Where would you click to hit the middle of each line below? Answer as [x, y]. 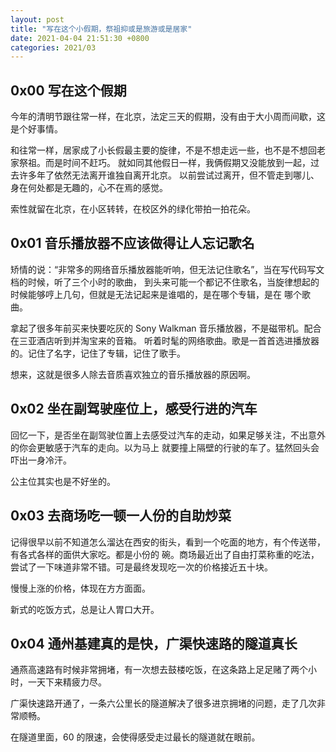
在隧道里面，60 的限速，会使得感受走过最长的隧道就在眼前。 [135, 737]
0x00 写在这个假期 [68, 90]
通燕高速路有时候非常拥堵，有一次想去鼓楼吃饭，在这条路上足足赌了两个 [159, 670]
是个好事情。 [36, 129]
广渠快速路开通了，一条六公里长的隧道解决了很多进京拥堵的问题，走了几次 [163, 703]
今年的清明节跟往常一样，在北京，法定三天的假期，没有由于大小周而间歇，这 [168, 117]
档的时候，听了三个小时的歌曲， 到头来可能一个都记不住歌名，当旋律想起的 [165, 282]
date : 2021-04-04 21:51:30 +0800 [80, 38]
